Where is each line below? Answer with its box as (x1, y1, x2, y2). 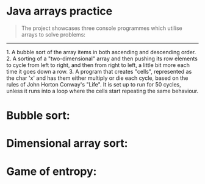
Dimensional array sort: (6, 136, 128, 150)
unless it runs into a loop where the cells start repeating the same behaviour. (6, 87, 199, 94)
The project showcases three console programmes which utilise (21, 24, 182, 32)
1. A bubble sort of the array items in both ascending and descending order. (6, 48, 196, 55)
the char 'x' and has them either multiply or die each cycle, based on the (6, 74, 189, 82)
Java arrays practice (6, 4, 113, 18)
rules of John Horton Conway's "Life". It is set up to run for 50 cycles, (6, 80, 181, 88)
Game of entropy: (6, 165, 97, 178)
